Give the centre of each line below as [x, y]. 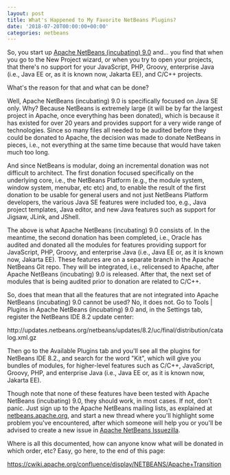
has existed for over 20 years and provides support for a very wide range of [114, 123]
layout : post [26, 13]
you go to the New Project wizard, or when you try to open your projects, [110, 60]
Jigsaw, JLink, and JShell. [44, 217]
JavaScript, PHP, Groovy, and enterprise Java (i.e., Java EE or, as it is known [115, 252]
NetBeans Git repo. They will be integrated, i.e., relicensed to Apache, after [113, 267]
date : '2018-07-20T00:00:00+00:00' [58, 26]
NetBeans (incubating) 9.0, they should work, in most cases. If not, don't [110, 401]
